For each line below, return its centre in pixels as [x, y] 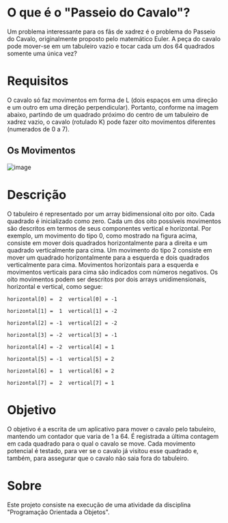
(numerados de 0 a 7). [38, 129]
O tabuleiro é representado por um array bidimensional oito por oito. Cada [111, 214]
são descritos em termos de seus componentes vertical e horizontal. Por [109, 228]
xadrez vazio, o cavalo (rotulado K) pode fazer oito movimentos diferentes [112, 122]
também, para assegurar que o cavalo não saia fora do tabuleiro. [98, 458]
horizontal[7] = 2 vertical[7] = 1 [61, 383]
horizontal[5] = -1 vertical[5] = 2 [61, 359]
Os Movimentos [42, 151]
